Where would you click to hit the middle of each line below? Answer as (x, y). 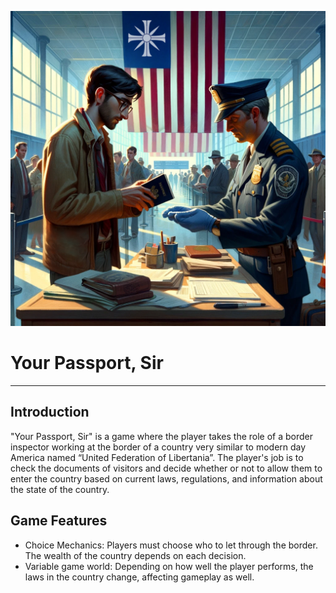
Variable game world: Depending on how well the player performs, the (169, 566)
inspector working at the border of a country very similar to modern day (158, 447)
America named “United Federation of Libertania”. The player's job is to (157, 457)
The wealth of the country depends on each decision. (135, 555)
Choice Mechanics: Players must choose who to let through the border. (171, 545)
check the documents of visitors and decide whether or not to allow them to (166, 468)
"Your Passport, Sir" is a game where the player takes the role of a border (161, 436)
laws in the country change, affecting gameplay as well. (139, 577)
